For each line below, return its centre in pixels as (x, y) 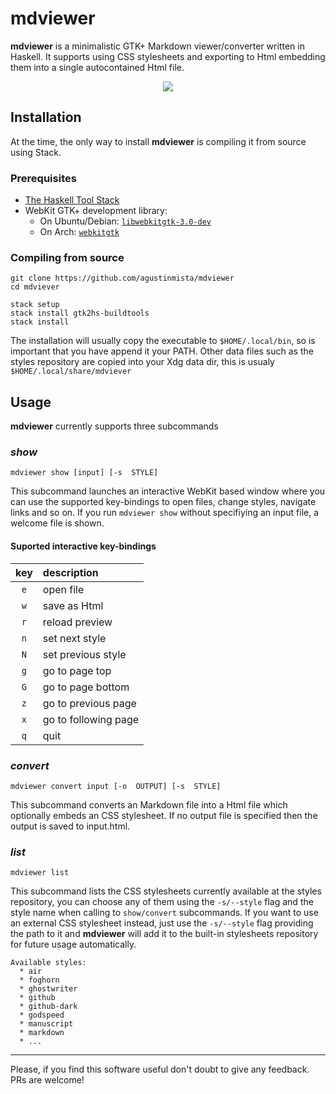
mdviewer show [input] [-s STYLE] (84, 473)
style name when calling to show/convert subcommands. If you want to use (164, 913)
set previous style (84, 654)
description (70, 572)
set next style (74, 638)
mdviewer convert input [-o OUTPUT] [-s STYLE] (116, 786)
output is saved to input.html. (70, 826)
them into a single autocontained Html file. (97, 67)
